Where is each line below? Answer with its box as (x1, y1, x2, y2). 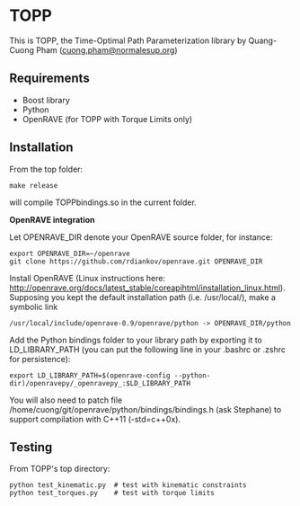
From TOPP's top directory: (9, 464, 110, 475)
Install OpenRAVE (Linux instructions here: (9, 272, 166, 283)
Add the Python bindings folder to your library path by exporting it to (9, 334, 263, 345)
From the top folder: (9, 164, 84, 174)
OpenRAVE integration (9, 214, 96, 225)
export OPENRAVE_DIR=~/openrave (9, 249, 130, 258)
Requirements (9, 71, 90, 86)
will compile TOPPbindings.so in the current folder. (9, 197, 198, 208)
